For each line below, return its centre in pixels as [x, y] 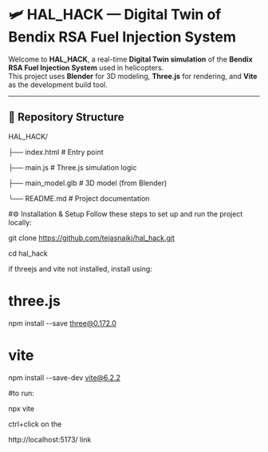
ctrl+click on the [35, 424]
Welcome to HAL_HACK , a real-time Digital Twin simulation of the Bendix [130, 59]
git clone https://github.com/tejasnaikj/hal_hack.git [92, 238]
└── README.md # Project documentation [79, 198]
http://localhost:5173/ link [50, 439]
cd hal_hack [28, 253]
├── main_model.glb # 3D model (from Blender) [88, 183]
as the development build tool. [58, 85]
